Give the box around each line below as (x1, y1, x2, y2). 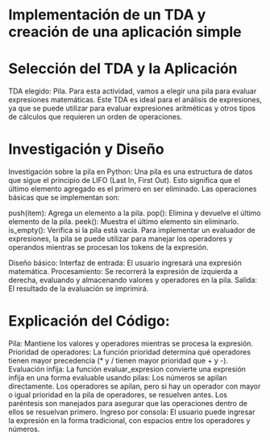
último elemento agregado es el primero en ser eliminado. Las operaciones (8, 184, 257, 194)
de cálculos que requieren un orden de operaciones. (8, 112, 183, 122)
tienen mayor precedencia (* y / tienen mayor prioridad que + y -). (8, 356, 228, 365)
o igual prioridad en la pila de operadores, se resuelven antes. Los (8, 390, 228, 400)
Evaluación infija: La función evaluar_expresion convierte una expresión (8, 364, 246, 374)
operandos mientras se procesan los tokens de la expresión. (8, 243, 209, 252)
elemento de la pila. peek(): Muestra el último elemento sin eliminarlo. (8, 217, 239, 226)
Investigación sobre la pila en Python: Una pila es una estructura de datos (8, 167, 253, 176)
